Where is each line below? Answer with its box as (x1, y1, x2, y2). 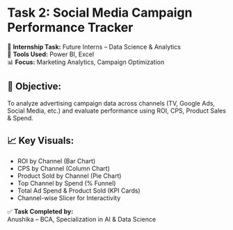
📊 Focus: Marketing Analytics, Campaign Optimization (7, 58, 165, 66)
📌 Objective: (7, 81, 61, 92)
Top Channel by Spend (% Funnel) (17, 179, 116, 187)
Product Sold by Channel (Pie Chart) (17, 172, 122, 180)
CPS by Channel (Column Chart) (17, 164, 110, 172)
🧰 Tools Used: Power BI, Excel (7, 50, 95, 58)
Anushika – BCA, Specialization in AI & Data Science (7, 215, 156, 223)
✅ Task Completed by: (7, 207, 74, 215)
